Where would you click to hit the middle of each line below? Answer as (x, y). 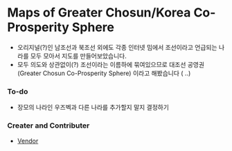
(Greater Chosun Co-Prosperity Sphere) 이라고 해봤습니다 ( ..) (104, 73)
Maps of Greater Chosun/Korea (99, 13)
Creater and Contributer (48, 125)
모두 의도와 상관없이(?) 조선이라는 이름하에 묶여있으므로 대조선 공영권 (111, 64)
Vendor (28, 141)
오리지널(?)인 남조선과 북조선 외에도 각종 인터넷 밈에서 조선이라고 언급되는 (117, 47)
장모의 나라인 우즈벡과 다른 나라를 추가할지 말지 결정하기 (93, 108)
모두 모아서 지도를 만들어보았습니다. (78, 56)
